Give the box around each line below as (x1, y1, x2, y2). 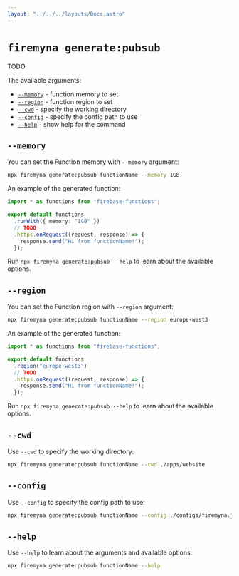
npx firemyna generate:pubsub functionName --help (7, 562, 161, 570)
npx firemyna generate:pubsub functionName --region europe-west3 (7, 317, 208, 324)
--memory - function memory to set (17, 90, 119, 98)
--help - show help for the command (17, 120, 126, 128)
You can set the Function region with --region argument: (7, 302, 174, 311)
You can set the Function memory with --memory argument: (7, 158, 179, 166)
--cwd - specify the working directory (17, 105, 127, 113)
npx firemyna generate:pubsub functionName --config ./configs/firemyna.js (7, 511, 237, 519)
